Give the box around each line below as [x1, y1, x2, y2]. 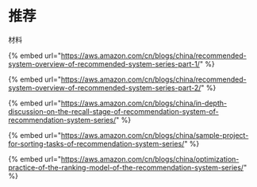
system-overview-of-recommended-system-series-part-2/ [8, 82, 201, 92]
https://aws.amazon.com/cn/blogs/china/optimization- [60, 154, 240, 163]
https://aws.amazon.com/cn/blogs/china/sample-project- [60, 130, 249, 139]
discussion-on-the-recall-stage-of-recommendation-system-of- [8, 106, 220, 116]
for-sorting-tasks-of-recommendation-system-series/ [8, 139, 185, 148]
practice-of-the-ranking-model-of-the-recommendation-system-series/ [8, 162, 244, 172]
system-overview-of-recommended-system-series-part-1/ [8, 59, 201, 68]
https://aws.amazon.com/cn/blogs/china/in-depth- [60, 98, 228, 108]
